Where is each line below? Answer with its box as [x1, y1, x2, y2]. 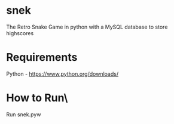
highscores [6, 29, 34, 36]
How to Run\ [6, 91, 68, 105]
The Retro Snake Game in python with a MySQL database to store [6, 23, 168, 30]
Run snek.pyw [6, 111, 41, 118]
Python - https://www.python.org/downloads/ [6, 70, 118, 77]
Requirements [6, 51, 78, 64]
